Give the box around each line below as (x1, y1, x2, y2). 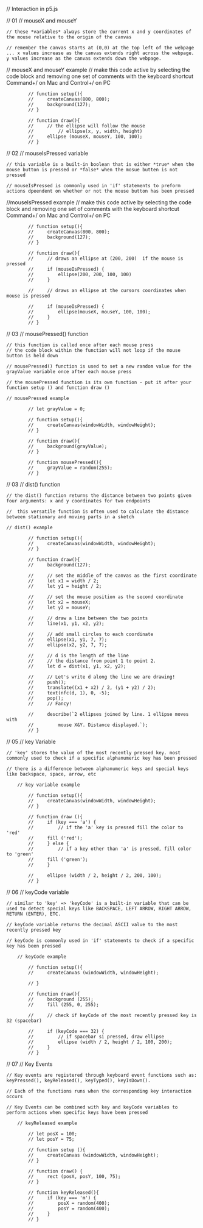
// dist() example (6, 524, 53, 530)
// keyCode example (17, 954, 67, 960)
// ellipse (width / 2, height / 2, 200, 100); (28, 873, 162, 879)
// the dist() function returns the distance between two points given (6, 493, 191, 499)
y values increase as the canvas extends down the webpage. (6, 55, 162, 62)
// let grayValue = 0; (28, 406, 86, 412)
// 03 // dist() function (6, 481, 61, 488)
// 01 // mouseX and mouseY (6, 17, 77, 24)
